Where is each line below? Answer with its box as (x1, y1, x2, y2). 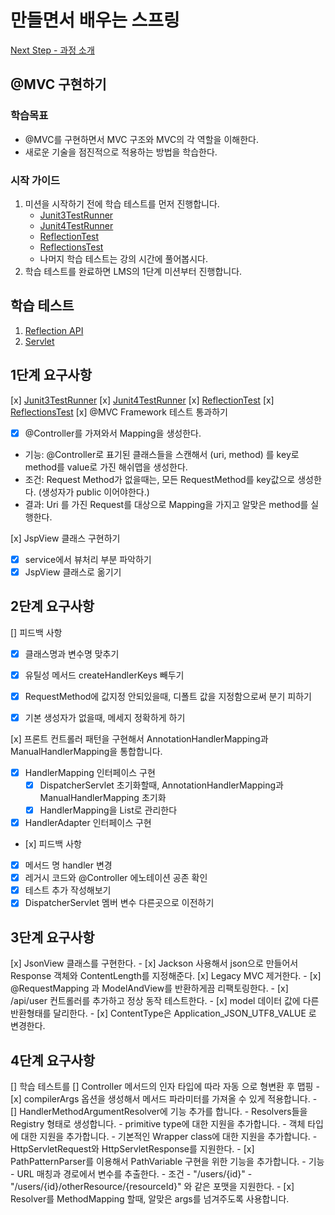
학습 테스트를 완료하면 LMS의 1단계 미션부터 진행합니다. (24, 265, 243, 277)
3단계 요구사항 (10, 929, 95, 946)
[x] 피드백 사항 (24, 838, 82, 850)
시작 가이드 (10, 173, 61, 187)
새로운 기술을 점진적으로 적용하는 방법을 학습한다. (24, 146, 218, 158)
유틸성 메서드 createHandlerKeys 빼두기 (24, 669, 185, 681)
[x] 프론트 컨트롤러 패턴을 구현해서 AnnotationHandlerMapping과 (10, 732, 269, 745)
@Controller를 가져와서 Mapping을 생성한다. (24, 427, 202, 439)
